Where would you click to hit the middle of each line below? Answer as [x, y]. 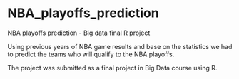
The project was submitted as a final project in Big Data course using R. [112, 68]
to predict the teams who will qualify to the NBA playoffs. [91, 54]
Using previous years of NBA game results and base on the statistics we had [120, 46]
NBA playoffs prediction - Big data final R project [79, 33]
